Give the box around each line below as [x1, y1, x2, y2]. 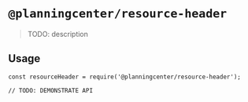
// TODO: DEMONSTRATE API [8, 86, 93, 94]
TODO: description [27, 29, 89, 38]
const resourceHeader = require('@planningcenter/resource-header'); [8, 73, 242, 81]
